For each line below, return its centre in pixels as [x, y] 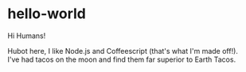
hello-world [47, 14]
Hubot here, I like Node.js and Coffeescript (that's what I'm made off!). [123, 51]
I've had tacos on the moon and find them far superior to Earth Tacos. [122, 59]
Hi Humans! [27, 36]
